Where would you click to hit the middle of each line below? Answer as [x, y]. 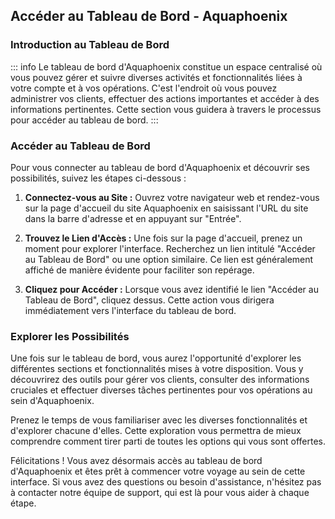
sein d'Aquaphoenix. [52, 401]
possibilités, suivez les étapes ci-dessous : [98, 178]
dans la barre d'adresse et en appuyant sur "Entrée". [133, 218]
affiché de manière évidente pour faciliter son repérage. [139, 270]
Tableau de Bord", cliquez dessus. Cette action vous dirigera [149, 300]
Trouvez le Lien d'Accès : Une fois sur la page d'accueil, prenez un [163, 238]
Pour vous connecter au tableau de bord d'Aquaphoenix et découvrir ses [160, 167]
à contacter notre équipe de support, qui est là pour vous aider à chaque [160, 493]
